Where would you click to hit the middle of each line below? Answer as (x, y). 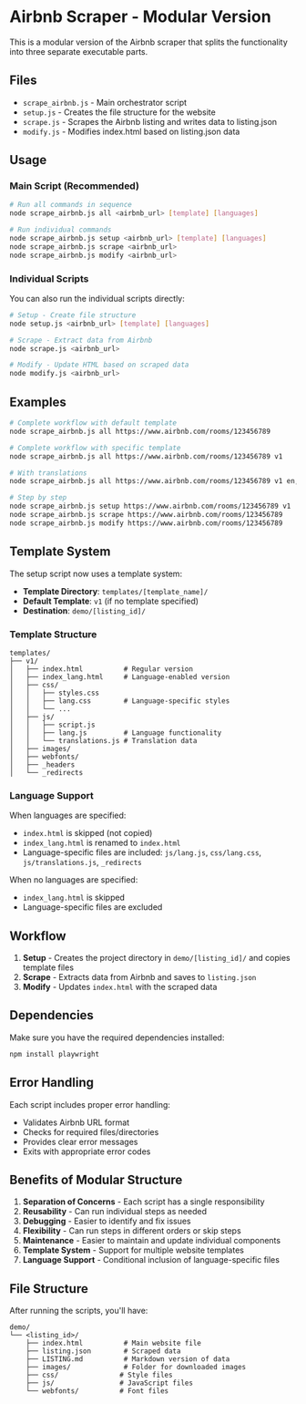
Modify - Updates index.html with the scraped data (120, 987)
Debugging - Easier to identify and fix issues (107, 1221)
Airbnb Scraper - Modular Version (140, 17)
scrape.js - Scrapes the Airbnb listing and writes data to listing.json (150, 121)
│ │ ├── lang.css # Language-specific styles (120, 701)
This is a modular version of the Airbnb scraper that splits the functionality (149, 42)
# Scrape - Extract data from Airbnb (81, 340)
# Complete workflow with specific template (95, 448)
